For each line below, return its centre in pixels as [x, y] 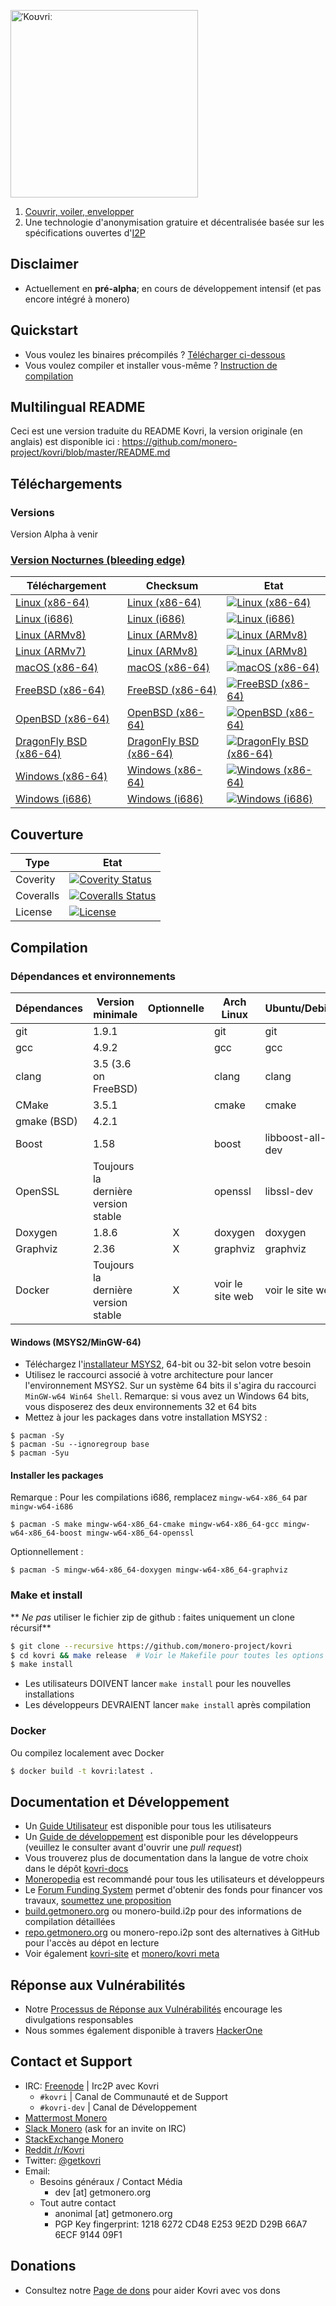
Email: [37, 2171]
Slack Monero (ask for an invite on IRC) [105, 2128]
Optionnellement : [47, 1552]
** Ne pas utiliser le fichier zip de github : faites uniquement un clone [152, 1617]
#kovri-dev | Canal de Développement [118, 2107]
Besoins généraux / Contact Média [111, 2181]
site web [233, 1296]
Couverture [47, 834]
